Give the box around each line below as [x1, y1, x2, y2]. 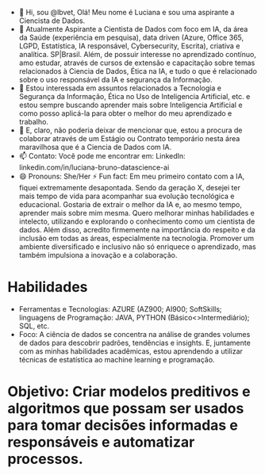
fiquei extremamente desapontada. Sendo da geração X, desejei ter [18, 183, 241, 192]
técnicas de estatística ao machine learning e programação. [18, 354, 215, 364]
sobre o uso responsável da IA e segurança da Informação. [18, 75, 213, 84]
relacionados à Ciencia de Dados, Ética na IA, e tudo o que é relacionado [18, 67, 257, 75]
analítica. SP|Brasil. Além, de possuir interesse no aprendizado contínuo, [18, 50, 257, 59]
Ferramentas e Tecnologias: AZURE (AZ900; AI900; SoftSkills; [18, 304, 223, 313]
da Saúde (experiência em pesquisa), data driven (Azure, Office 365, [18, 33, 244, 42]
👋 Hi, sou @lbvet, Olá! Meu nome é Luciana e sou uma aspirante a [18, 8, 235, 17]
